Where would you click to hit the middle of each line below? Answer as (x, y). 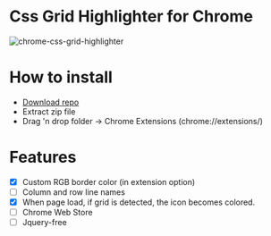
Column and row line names (73, 192)
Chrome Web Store (57, 212)
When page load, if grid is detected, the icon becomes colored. (139, 202)
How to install (61, 77)
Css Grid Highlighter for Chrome (131, 17)
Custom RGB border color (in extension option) (109, 181)
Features (43, 157)
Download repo (51, 102)
